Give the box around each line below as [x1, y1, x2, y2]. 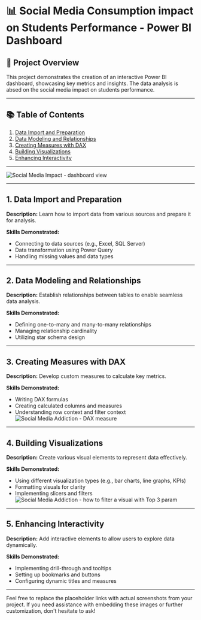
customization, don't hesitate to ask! [6, 607, 96, 614]
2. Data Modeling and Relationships [6, 276, 142, 286]
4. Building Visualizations [6, 438, 103, 448]
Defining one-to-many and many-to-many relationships [14, 321, 151, 328]
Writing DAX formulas [14, 396, 69, 403]
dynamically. [6, 541, 38, 548]
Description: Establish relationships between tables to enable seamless [6, 291, 183, 299]
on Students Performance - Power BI [6, 21, 192, 35]
